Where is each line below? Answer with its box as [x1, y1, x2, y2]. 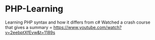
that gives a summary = [5, 24, 53, 30]
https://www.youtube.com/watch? [53, 24, 122, 30]
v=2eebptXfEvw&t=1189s [5, 29, 56, 35]
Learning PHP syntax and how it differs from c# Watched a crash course [5, 19, 151, 25]
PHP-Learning [5, 3, 63, 14]
